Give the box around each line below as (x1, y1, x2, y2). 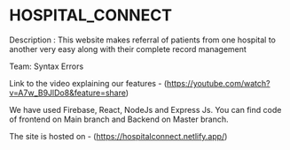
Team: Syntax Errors (9, 61, 84, 71)
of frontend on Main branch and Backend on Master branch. (9, 114, 229, 124)
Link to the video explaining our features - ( (9, 78, 168, 88)
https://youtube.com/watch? (167, 78, 270, 88)
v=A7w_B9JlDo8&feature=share (9, 87, 126, 98)
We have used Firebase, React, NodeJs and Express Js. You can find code (9, 104, 282, 115)
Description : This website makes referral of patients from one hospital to (9, 34, 277, 45)
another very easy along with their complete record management (9, 43, 247, 54)
